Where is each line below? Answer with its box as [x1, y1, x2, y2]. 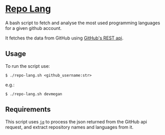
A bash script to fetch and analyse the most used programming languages [5, 20, 160, 26]
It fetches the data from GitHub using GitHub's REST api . [5, 35, 123, 41]
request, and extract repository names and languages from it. [5, 124, 134, 130]
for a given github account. [5, 25, 62, 31]
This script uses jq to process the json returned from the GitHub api [5, 118, 147, 124]
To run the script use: [5, 63, 50, 69]
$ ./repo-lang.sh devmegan [5, 92, 62, 97]
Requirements [5, 105, 51, 114]
